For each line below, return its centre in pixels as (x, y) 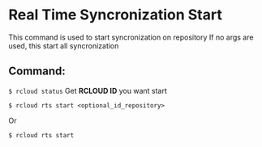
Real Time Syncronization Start (116, 15)
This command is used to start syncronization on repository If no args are (131, 37)
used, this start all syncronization (64, 45)
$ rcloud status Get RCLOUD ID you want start (88, 90)
